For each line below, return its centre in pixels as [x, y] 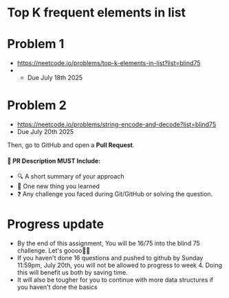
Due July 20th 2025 [45, 132]
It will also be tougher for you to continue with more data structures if [115, 280]
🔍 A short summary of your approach [70, 176]
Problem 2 [37, 105]
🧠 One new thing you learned [58, 186]
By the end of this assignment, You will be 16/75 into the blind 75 [109, 243]
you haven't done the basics [57, 287]
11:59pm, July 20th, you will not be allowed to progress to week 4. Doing [119, 265]
